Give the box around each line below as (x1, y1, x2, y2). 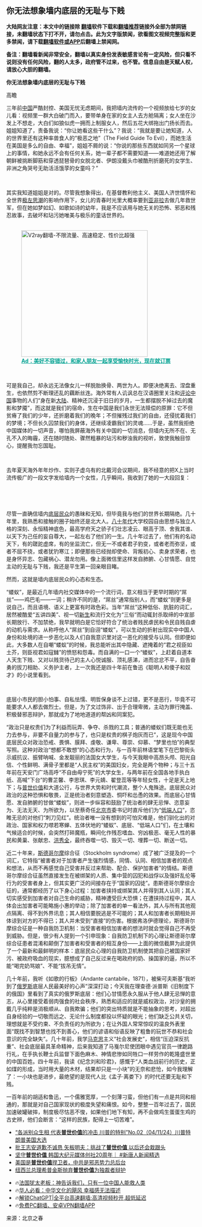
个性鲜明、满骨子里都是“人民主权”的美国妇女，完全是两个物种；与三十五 (16, 761, 195, 768)
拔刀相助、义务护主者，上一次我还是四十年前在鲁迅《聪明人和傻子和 (16, 663, 185, 670)
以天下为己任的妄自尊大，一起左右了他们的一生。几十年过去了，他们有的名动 (6, 532, 196, 540)
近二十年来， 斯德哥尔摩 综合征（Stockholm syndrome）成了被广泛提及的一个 (6, 849, 196, 857)
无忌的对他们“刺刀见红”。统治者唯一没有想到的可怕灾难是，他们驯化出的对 (11, 814, 195, 821)
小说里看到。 (22, 671, 54, 678)
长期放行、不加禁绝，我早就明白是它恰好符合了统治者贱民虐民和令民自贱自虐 (6, 618, 196, 625)
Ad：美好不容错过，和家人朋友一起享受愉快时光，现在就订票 (21, 357, 171, 364)
